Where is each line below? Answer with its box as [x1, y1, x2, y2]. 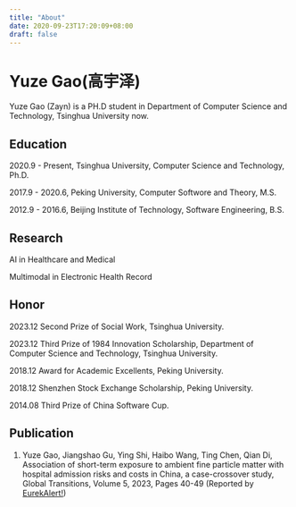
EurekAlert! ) [21, 487, 67, 498]
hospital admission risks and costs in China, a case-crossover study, [21, 469, 275, 479]
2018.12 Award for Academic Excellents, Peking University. [9, 365, 225, 376]
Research [9, 230, 64, 246]
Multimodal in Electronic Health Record [9, 271, 153, 282]
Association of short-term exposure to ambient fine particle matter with [21, 459, 284, 469]
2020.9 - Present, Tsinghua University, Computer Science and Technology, [9, 160, 285, 171]
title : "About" [9, 13, 66, 22]
